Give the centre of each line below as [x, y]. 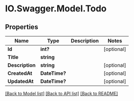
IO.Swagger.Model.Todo [56, 9]
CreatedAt [20, 73]
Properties [22, 27]
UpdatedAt [20, 81]
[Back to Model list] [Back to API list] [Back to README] [62, 94]
